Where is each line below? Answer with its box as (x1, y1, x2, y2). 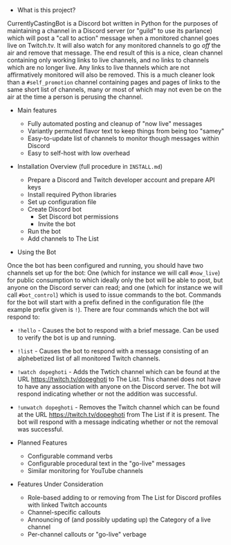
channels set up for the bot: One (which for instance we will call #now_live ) (7, 269, 221, 277)
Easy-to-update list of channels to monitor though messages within (27, 134, 219, 142)
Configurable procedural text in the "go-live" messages (27, 459, 185, 468)
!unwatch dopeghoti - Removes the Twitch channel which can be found (17, 403, 220, 411)
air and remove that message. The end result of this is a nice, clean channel (7, 48, 223, 57)
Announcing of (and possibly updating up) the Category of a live (27, 515, 211, 524)
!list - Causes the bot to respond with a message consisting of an (17, 347, 209, 355)
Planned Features (17, 438, 68, 447)
